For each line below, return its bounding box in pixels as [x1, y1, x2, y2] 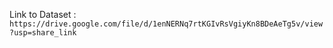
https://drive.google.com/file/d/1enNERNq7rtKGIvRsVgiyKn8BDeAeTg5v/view [9, 19, 324, 29]
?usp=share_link [9, 28, 77, 38]
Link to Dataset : [9, 9, 77, 20]
